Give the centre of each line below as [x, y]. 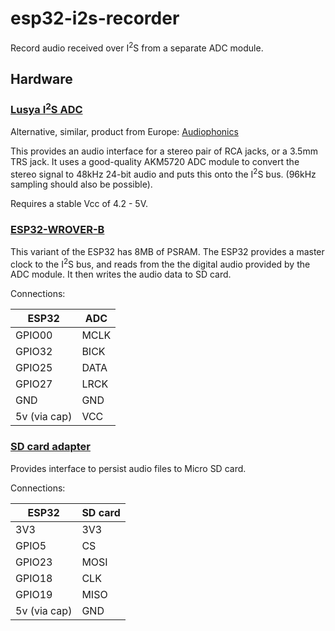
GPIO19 [34, 594]
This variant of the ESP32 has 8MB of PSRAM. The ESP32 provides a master [167, 251]
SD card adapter [50, 447]
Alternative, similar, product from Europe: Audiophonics [124, 131]
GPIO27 [34, 384]
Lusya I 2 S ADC [46, 108]
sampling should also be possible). [81, 184]
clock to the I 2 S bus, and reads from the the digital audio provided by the [160, 263]
